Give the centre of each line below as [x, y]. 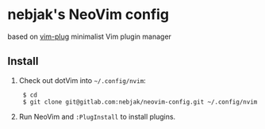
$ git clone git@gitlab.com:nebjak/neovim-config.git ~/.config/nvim [140, 102]
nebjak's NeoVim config [88, 15]
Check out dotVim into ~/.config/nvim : [82, 80]
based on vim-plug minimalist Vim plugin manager [90, 36]
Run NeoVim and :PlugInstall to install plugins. [97, 116]
